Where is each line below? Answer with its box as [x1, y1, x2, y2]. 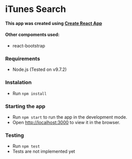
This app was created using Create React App [5, 20, 102, 26]
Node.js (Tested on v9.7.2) [12, 66, 67, 73]
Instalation [5, 79, 32, 86]
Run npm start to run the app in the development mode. [12, 114, 127, 120]
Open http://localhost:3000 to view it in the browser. [12, 119, 120, 125]
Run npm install [12, 90, 47, 96]
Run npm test [12, 143, 40, 149]
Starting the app [5, 103, 46, 110]
